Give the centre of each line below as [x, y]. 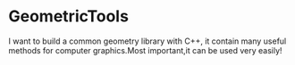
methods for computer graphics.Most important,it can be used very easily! [145, 50]
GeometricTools [68, 16]
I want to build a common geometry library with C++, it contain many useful [147, 41]
